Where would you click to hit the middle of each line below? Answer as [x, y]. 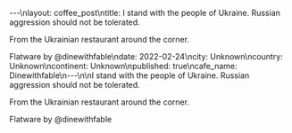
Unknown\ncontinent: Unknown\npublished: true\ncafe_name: [123, 66]
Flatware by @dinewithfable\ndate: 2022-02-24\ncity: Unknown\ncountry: [146, 56]
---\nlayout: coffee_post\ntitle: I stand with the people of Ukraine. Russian [145, 13]
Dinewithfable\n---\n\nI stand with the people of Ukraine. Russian [129, 75]
